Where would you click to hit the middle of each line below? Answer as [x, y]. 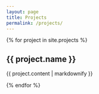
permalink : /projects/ [34, 23]
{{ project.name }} [41, 59]
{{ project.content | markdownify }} [49, 74]
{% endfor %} [23, 86]
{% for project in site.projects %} [47, 40]
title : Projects [26, 17]
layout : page [22, 12]
